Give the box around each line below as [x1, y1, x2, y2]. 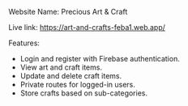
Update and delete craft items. [19, 71, 122, 80]
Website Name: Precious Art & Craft [8, 7, 128, 16]
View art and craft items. [19, 62, 103, 72]
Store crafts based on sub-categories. [19, 88, 148, 98]
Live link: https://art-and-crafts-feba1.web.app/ [8, 23, 166, 32]
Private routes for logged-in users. [19, 80, 136, 89]
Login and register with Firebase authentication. [19, 54, 180, 63]
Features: [8, 38, 41, 48]
